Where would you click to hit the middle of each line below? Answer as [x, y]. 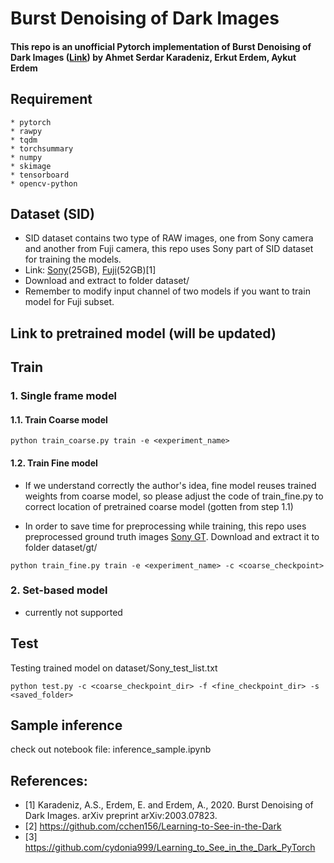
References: [49, 780]
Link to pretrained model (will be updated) [143, 333]
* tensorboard [40, 175]
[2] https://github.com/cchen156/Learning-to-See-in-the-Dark [153, 826]
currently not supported [73, 612]
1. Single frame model [64, 396]
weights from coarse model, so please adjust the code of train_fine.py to [174, 496]
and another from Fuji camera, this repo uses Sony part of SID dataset [169, 249]
